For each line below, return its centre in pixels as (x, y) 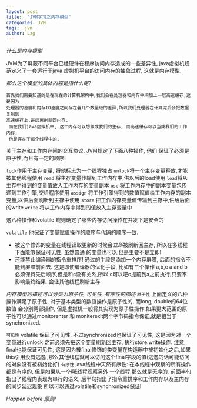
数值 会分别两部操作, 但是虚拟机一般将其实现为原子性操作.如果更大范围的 (94, 309)
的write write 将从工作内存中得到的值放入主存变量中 (69, 208)
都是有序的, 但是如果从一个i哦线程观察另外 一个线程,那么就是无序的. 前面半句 (99, 372)
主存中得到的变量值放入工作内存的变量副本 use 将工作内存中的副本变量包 (94, 185)
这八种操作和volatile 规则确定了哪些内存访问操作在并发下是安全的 (85, 220)
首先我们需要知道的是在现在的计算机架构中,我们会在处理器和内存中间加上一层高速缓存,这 (98, 96)
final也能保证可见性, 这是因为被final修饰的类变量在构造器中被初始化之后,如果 (98, 350)
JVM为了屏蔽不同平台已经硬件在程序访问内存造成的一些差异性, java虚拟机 (95, 63)
